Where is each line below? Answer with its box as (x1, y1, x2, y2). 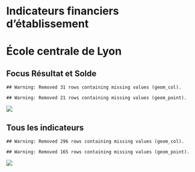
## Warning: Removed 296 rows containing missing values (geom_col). (6, 138, 185, 144)
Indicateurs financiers (6, 4, 119, 18)
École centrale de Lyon (6, 45, 122, 58)
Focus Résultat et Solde (6, 68, 97, 79)
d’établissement (6, 17, 89, 31)
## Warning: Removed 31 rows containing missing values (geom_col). (6, 84, 182, 91)
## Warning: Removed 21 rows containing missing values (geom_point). (6, 95, 187, 101)
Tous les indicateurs (6, 122, 84, 133)
